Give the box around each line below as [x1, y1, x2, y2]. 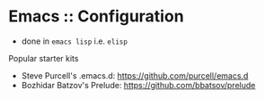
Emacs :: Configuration [8, 6, 185, 27]
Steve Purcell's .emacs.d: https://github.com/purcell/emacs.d [21, 70, 249, 81]
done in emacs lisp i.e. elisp [21, 36, 128, 46]
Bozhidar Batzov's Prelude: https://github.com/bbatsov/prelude [21, 79, 256, 90]
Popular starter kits [8, 53, 79, 63]
